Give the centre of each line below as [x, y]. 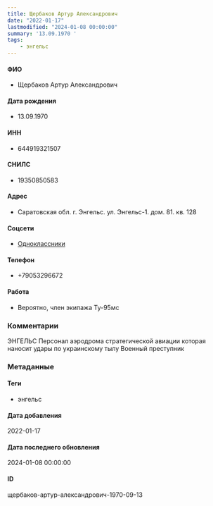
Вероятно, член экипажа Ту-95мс [68, 307]
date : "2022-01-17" [36, 20]
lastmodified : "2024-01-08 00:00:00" [63, 27]
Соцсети [21, 228]
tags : [15, 40]
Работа [18, 292]
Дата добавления [34, 415]
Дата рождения [32, 101]
